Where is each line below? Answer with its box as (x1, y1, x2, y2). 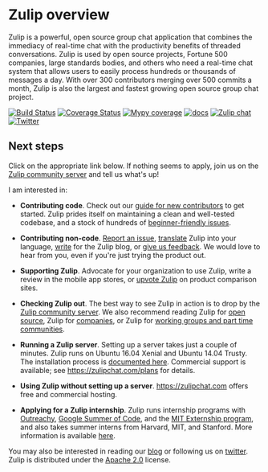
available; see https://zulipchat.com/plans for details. (19, 365, 196, 375)
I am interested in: (8, 185, 68, 195)
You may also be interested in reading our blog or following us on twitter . (8, 446, 249, 456)
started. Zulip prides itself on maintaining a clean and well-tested (19, 209, 235, 219)
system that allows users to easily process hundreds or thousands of (8, 66, 237, 76)
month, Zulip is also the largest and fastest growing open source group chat (8, 83, 259, 93)
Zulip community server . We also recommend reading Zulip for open (19, 307, 246, 317)
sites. (19, 283, 39, 293)
